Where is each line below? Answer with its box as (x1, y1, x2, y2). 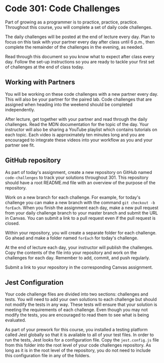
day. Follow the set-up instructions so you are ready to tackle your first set (5, 59, 155, 64)
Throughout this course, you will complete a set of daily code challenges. (5, 24, 153, 30)
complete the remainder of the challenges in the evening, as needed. (5, 44, 143, 50)
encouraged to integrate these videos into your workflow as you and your (5, 137, 153, 143)
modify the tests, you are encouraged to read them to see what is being (5, 312, 149, 318)
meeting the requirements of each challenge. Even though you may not (5, 307, 148, 313)
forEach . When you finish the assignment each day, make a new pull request (5, 205, 159, 211)
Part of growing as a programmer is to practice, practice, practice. (5, 19, 138, 25)
